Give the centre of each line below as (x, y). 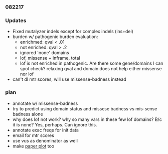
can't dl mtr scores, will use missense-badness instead (69, 79)
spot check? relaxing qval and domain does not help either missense (91, 69)
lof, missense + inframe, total (50, 58)
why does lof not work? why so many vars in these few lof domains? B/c (87, 119)
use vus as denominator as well (45, 140)
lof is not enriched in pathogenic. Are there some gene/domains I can (92, 63)
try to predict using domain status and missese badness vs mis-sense (85, 108)
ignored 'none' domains (44, 53)
